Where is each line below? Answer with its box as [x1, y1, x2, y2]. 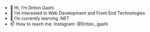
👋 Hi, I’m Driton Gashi [9, 5, 54, 10]
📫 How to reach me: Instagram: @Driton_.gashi [9, 21, 108, 27]
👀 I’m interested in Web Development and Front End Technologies [9, 10, 145, 16]
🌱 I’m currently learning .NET [9, 15, 69, 21]
